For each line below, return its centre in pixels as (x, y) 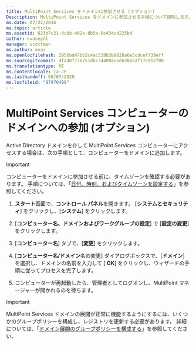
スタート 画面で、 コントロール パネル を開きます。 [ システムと (88, 204)
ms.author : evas (26, 50)
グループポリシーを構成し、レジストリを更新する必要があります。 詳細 (101, 321)
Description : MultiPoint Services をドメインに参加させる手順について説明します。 (99, 17)
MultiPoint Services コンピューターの (97, 114)
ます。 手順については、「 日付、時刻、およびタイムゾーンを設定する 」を (97, 184)
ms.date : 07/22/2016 (31, 22)
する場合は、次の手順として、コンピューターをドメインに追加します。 (101, 153)
